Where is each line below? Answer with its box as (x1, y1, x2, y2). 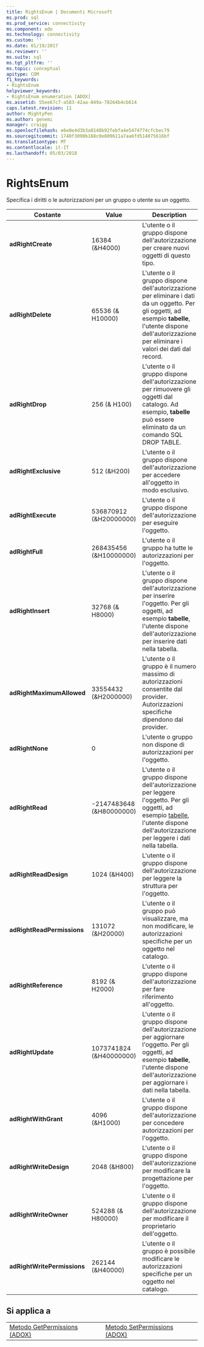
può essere (142, 416, 174, 424)
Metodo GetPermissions (9, 1323, 78, 1331)
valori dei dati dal (142, 344, 191, 353)
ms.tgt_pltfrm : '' (6, 60, 53, 66)
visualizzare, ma (142, 914, 188, 923)
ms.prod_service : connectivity (6, 20, 86, 26)
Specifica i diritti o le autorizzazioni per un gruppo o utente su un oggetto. (6, 196, 191, 204)
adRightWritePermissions (9, 1262, 85, 1270)
